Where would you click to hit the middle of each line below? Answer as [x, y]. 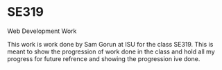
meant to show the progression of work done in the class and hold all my [111, 51]
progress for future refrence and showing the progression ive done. [104, 58]
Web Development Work [42, 31]
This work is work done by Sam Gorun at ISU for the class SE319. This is [110, 44]
